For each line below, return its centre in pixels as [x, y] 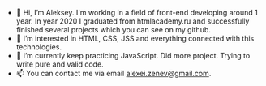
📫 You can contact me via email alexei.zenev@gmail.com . [114, 73]
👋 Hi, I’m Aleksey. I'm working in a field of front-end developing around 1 [137, 13]
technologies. [39, 47]
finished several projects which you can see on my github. [113, 30]
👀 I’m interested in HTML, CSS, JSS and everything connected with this [135, 38]
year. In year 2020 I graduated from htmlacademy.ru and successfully [133, 21]
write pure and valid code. [60, 64]
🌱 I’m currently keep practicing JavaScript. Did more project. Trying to [133, 56]
